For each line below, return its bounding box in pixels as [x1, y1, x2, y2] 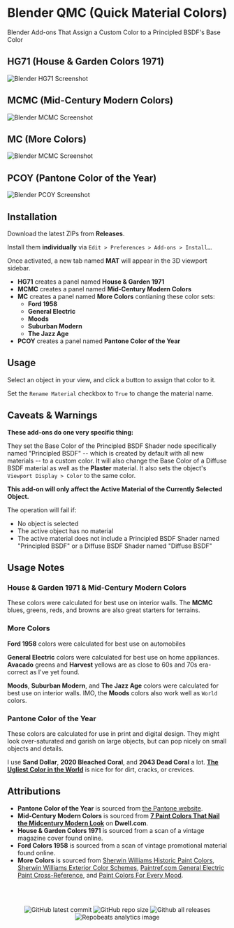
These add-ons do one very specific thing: [7, 428, 134, 436]
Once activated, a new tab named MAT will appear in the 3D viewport [7, 256, 207, 265]
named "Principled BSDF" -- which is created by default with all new [7, 449, 204, 457]
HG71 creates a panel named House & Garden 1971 [17, 277, 165, 286]
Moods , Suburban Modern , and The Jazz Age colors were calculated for [7, 681, 219, 690]
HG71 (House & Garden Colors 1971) [7, 56, 165, 68]
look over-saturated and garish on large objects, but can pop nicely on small [7, 737, 227, 745]
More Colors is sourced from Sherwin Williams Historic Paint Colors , [17, 856, 215, 864]
